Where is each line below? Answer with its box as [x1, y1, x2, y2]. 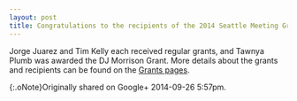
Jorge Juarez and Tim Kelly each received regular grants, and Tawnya [9, 45, 265, 56]
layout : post [9, 12, 57, 22]
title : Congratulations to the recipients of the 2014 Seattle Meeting [9, 21, 278, 30]
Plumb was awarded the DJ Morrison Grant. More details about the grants [9, 55, 278, 66]
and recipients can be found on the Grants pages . [9, 64, 190, 75]
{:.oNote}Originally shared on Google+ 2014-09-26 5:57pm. [9, 82, 227, 92]
